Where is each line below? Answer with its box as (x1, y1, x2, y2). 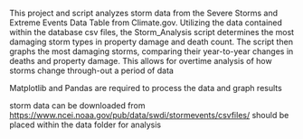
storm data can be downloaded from (9, 100, 147, 111)
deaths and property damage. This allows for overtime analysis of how (9, 56, 273, 66)
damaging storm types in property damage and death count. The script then (9, 36, 294, 47)
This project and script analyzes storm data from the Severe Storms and (9, 8, 279, 18)
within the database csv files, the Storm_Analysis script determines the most (9, 27, 295, 37)
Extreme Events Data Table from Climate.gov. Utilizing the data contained (9, 17, 283, 28)
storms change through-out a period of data (9, 65, 175, 76)
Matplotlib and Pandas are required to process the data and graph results (9, 83, 282, 93)
